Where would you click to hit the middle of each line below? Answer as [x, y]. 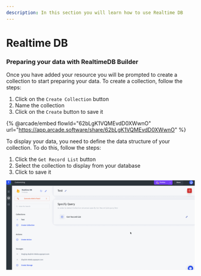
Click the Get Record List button [55, 159]
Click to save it [33, 172]
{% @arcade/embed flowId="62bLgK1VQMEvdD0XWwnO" [79, 123]
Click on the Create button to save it [59, 112]
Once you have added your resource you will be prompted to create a [92, 75]
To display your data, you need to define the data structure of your [88, 141]
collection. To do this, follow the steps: [54, 148]
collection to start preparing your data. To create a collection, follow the [95, 81]
